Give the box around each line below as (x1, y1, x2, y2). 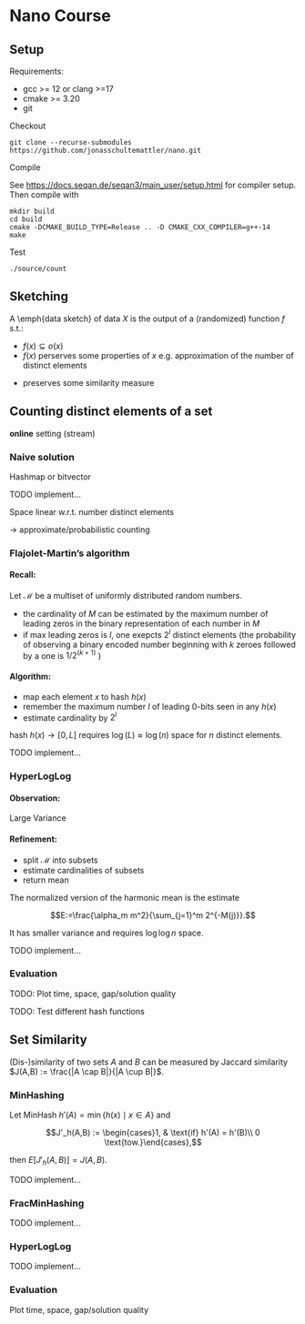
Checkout (9, 120, 46, 131)
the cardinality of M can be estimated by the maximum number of (22, 609, 269, 620)
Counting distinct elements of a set (9, 404, 213, 419)
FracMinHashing (9, 1197, 85, 1209)
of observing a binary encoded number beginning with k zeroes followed (22, 639, 296, 650)
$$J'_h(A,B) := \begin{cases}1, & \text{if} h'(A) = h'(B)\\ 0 (45, 1127, 261, 1137)
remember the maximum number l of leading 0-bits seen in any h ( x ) (22, 701, 277, 712)
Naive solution (9, 450, 75, 463)
